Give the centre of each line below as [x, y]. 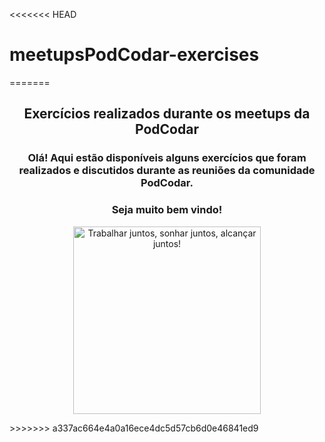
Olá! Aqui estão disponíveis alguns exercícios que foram [167, 158]
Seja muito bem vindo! [167, 210]
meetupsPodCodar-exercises [134, 55]
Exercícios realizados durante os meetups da [167, 114]
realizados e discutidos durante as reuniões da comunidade [167, 171]
